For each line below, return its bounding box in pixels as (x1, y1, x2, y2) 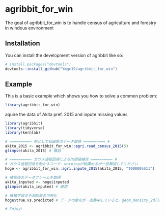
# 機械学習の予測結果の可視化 (5, 193, 57, 198)
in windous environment (5, 25, 54, 31)
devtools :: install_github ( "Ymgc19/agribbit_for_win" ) (5, 66, 118, 71)
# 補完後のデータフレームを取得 (5, 175, 61, 180)
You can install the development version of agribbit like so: (5, 52, 124, 58)
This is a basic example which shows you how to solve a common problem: (5, 93, 157, 99)
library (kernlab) (5, 130, 41, 135)
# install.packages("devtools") (5, 62, 71, 67)
